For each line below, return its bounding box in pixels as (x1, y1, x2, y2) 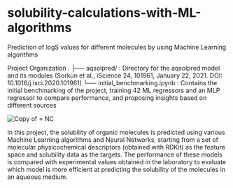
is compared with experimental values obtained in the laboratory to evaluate (7, 157, 226, 166)
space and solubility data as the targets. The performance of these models (7, 150, 223, 159)
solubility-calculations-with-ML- (7, 5, 202, 21)
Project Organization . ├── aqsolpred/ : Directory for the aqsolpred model (7, 64, 220, 72)
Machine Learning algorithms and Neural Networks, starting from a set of (7, 135, 219, 144)
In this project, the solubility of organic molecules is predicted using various (7, 128, 225, 136)
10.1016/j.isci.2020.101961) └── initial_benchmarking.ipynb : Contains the (7, 78, 218, 87)
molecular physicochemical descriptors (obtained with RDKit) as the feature (7, 143, 226, 151)
